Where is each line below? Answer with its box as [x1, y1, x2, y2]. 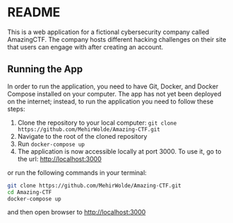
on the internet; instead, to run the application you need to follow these [7, 97, 214, 105]
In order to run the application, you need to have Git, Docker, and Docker [7, 82, 219, 91]
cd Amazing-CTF [7, 188, 52, 195]
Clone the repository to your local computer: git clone [17, 118, 177, 127]
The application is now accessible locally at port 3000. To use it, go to [17, 147, 222, 156]
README [7, 4, 61, 21]
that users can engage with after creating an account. [7, 42, 164, 51]
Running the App [7, 63, 83, 75]
